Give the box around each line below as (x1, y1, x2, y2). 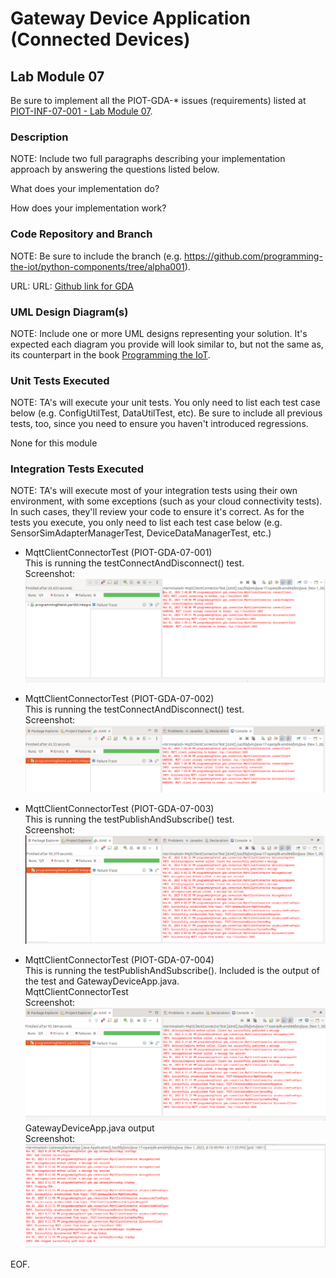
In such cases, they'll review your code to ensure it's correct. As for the (10, 506, 305, 518)
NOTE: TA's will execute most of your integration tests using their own (10, 485, 298, 497)
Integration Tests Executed (10, 462, 145, 476)
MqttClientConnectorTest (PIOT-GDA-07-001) (24, 547, 213, 559)
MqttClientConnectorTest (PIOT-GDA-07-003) (24, 803, 215, 815)
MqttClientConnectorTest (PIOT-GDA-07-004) (24, 954, 215, 966)
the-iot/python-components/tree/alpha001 (10, 260, 185, 272)
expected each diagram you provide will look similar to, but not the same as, (10, 338, 324, 350)
